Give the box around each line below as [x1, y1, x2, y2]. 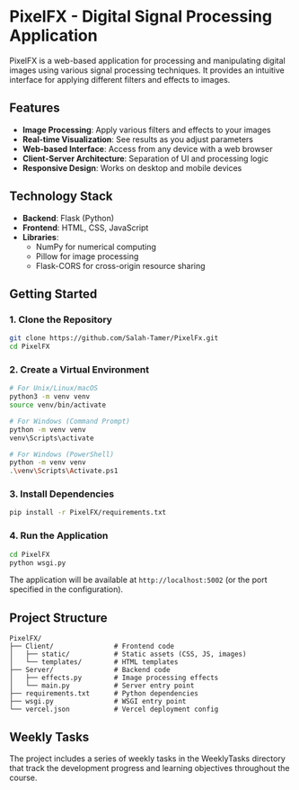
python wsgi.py [9, 558, 66, 568]
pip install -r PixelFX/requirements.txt [9, 508, 167, 517]
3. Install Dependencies [9, 488, 115, 500]
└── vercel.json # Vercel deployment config [9, 705, 219, 714]
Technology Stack [9, 189, 113, 204]
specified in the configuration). [9, 584, 124, 595]
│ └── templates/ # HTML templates [9, 658, 179, 667]
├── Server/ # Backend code [9, 666, 171, 675]
